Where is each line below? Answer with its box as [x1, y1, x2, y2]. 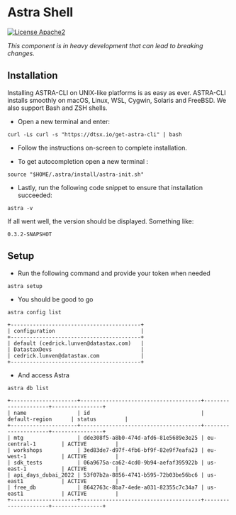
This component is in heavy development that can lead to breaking [7, 41, 203, 50]
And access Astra [17, 370, 69, 380]
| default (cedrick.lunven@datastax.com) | [7, 340, 144, 347]
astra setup [7, 282, 43, 289]
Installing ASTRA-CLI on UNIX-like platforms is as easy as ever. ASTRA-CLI [7, 88, 226, 96]
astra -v [7, 204, 33, 211]
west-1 [7, 453, 27, 460]
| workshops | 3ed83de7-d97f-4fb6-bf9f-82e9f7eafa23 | [7, 446, 204, 454]
